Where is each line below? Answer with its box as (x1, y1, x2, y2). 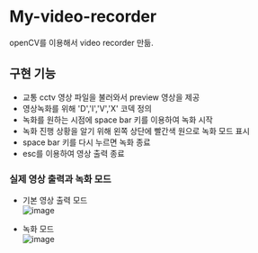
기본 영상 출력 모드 (22, 195, 88, 206)
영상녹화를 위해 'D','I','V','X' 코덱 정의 (22, 103, 153, 113)
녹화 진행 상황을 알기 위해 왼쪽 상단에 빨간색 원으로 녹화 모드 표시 (22, 125, 250, 136)
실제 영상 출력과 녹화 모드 (9, 173, 112, 185)
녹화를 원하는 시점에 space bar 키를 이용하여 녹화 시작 (22, 114, 213, 125)
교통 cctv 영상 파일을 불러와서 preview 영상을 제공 (22, 92, 200, 103)
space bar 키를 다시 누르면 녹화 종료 (22, 137, 151, 148)
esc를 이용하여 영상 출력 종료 (22, 148, 125, 158)
